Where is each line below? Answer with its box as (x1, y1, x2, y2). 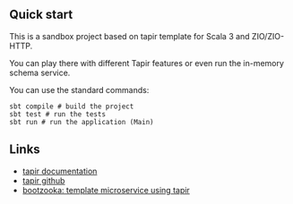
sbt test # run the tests (9, 109, 106, 119)
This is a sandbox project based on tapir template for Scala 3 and (9, 30, 250, 41)
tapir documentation (22, 166, 98, 176)
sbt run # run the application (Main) (9, 117, 154, 126)
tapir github (22, 174, 65, 186)
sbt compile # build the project (9, 102, 134, 111)
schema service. (9, 67, 71, 78)
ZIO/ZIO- (251, 30, 285, 41)
